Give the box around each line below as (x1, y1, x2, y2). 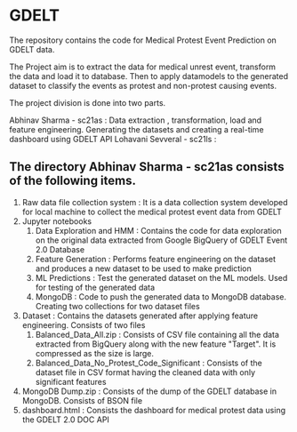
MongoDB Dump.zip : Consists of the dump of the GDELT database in (21, 386, 277, 396)
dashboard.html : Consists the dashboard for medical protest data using (21, 404, 286, 415)
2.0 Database (35, 244, 85, 254)
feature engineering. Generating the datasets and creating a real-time (9, 124, 264, 134)
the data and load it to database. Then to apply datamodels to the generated (9, 70, 289, 81)
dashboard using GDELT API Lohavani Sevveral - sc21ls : (9, 133, 217, 144)
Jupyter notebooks (21, 215, 92, 227)
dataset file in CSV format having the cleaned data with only (35, 366, 256, 378)
